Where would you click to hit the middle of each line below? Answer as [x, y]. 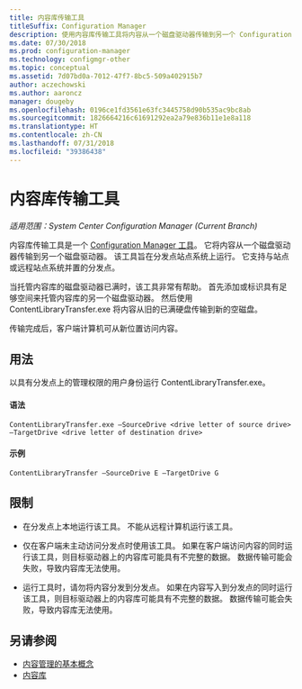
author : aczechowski [48, 85]
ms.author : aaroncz [46, 93]
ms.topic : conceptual [50, 68]
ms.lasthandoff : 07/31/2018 [62, 143]
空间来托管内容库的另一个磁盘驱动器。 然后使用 [105, 297]
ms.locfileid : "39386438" [58, 151]
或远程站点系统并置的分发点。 [64, 267]
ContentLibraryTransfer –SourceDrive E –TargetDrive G [114, 473]
